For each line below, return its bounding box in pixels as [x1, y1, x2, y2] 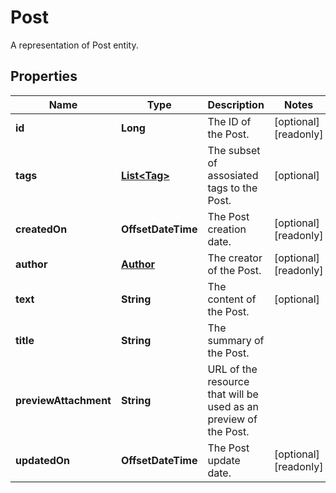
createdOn [15, 222, 68, 236]
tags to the [207, 181, 258, 195]
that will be [207, 387, 259, 401]
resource [207, 374, 250, 388]
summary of [207, 333, 265, 347]
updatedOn [15, 453, 71, 467]
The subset [207, 143, 261, 157]
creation [207, 222, 247, 236]
